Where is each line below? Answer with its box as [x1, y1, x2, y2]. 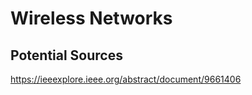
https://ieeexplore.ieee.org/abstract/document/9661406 [10, 73, 242, 85]
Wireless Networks [10, 7, 173, 30]
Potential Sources [10, 47, 123, 64]
